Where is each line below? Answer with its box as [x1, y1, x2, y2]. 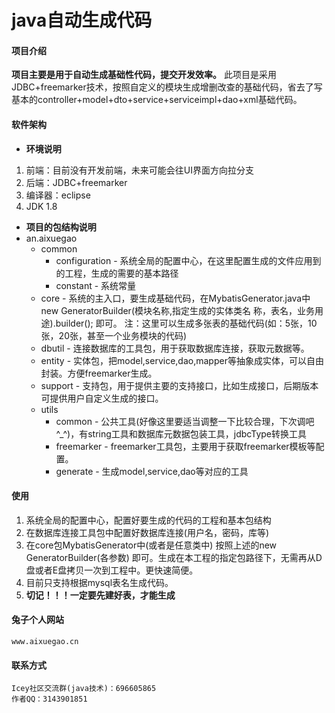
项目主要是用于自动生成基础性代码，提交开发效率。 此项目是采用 [11, 69, 277, 81]
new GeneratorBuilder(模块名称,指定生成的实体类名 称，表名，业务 [40, 304, 315, 316]
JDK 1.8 [25, 200, 58, 212]
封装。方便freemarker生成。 [40, 367, 158, 379]
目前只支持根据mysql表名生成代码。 [25, 576, 174, 588]
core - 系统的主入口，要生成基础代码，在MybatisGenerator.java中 [40, 292, 311, 304]
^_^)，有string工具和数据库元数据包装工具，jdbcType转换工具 [55, 427, 308, 440]
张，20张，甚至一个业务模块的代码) [40, 329, 188, 341]
